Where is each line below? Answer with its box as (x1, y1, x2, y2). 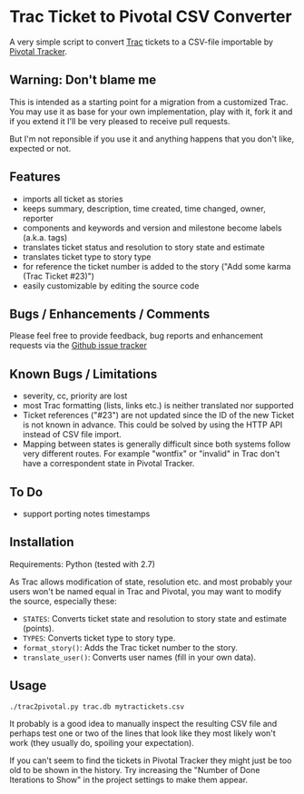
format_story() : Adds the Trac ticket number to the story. (22, 642, 238, 652)
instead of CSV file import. (22, 429, 123, 440)
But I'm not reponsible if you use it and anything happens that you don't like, (9, 133, 295, 144)
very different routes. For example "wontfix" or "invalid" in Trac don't (22, 448, 280, 459)
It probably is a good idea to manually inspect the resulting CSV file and (9, 718, 278, 729)
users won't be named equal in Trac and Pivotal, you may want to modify (9, 585, 282, 596)
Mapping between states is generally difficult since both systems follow (22, 438, 291, 450)
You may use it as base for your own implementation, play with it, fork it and (9, 106, 293, 117)
